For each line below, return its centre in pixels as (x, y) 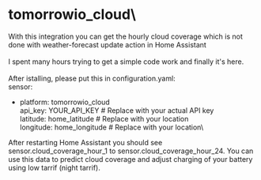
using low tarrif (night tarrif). (54, 167)
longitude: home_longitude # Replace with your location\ (112, 127)
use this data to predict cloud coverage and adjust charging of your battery (130, 159)
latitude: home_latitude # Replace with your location (104, 118)
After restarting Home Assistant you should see (85, 142)
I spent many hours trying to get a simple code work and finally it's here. (126, 62)
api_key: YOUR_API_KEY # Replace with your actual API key (117, 110)
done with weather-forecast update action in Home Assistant (108, 44)
